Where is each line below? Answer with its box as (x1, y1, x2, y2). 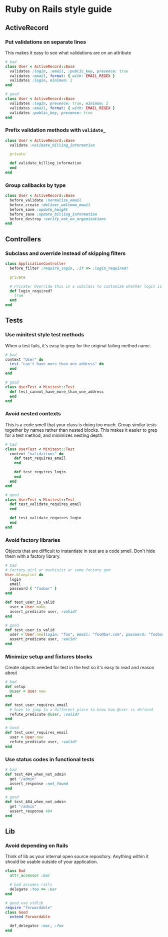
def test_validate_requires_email (9, 502, 81, 507)
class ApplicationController (5, 261, 66, 266)
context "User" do (5, 357, 43, 362)
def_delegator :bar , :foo (9, 924, 64, 929)
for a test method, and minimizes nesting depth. (5, 432, 104, 438)
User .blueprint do (5, 572, 43, 577)
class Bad (5, 869, 26, 874)
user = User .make (9, 605, 46, 610)
